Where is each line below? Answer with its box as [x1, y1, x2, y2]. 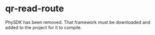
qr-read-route [5, 3, 64, 14]
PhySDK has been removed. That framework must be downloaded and [5, 19, 150, 25]
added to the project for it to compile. [5, 24, 82, 30]
